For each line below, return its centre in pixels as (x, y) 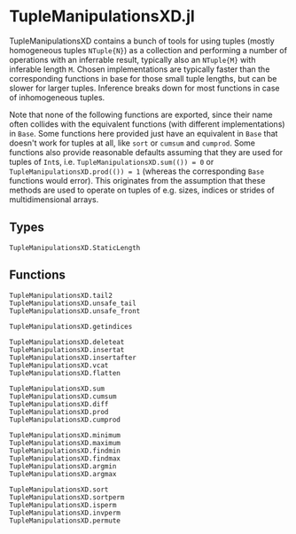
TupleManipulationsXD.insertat (67, 349)
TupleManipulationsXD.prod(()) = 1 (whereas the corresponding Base (136, 171)
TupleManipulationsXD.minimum (65, 435)
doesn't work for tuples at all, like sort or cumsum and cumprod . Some (132, 143)
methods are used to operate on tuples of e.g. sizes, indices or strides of (142, 190)
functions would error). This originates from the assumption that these (137, 180)
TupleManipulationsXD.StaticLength (75, 247)
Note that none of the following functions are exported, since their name (141, 114)
